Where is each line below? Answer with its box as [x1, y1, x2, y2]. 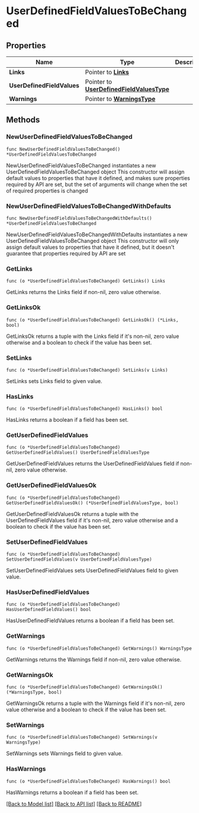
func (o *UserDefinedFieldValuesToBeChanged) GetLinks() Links [6, 278, 166, 284]
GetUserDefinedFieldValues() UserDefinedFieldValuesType [6, 450, 150, 455]
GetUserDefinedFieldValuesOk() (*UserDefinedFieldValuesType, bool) [6, 500, 179, 506]
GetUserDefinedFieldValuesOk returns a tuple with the [6, 510, 139, 517]
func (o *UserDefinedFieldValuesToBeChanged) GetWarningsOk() [6, 684, 163, 690]
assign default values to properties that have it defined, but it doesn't [6, 243, 175, 251]
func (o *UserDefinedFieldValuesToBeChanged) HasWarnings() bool [6, 778, 171, 784]
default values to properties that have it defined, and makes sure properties [6, 174, 191, 182]
